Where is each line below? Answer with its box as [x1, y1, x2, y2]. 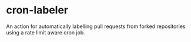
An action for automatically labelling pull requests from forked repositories [6, 23, 186, 30]
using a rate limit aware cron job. [6, 29, 85, 36]
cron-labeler [6, 3, 69, 17]
